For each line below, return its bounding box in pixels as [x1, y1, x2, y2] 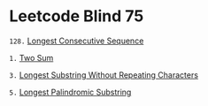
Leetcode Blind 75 [9, 6, 144, 26]
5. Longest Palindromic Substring [9, 87, 132, 97]
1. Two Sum [9, 52, 54, 63]
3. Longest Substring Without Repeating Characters [9, 69, 199, 80]
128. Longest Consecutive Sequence [9, 35, 144, 46]
